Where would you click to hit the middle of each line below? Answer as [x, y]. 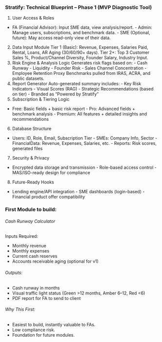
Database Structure [32, 129]
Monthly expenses [31, 251]
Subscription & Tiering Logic [41, 99]
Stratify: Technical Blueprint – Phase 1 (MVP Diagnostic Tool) [79, 7]
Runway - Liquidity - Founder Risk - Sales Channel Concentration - [79, 68]
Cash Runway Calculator [30, 221]
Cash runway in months [36, 288]
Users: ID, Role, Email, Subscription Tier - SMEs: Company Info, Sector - [85, 138]
